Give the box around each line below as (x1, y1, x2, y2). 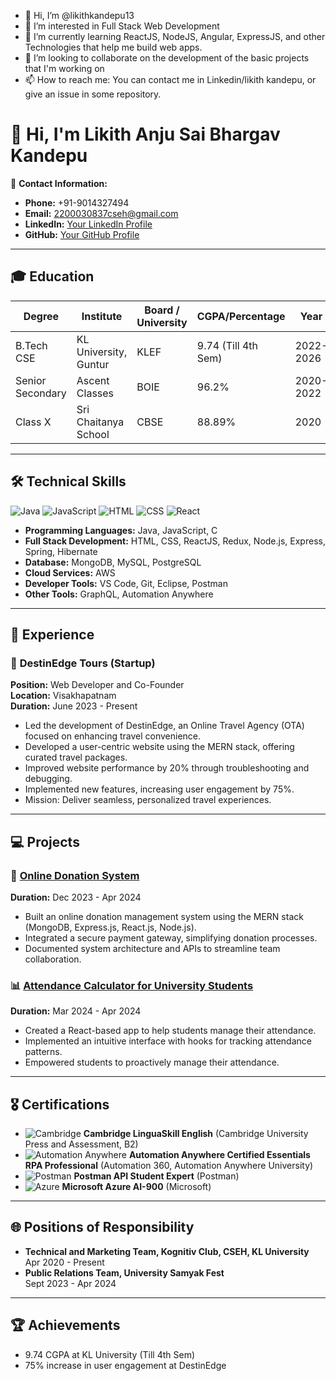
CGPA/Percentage (196, 309, 286, 323)
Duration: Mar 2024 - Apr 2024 (10, 1005, 142, 1017)
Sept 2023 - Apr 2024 (24, 1277, 117, 1289)
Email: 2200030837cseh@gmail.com (24, 207, 179, 219)
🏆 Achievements (10, 1317, 121, 1334)
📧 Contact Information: (10, 177, 108, 189)
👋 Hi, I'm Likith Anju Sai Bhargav (10, 123, 281, 146)
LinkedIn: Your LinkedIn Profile (24, 218, 153, 230)
